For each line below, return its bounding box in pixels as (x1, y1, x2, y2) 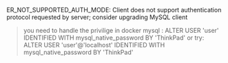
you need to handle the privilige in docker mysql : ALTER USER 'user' (23, 27, 219, 34)
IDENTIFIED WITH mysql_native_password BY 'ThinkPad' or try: (23, 34, 205, 42)
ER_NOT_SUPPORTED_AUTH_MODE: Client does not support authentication (6, 6, 222, 14)
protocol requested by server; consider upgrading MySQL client (6, 13, 188, 21)
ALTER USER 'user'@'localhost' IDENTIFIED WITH (23, 41, 165, 49)
